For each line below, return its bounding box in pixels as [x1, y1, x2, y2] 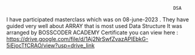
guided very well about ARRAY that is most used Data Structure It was [6, 23, 182, 29]
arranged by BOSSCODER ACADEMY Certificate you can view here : [6, 29, 178, 36]
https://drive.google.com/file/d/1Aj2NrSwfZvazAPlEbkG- [6, 35, 149, 42]
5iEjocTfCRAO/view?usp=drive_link [6, 42, 95, 49]
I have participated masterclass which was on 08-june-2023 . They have [6, 16, 189, 23]
